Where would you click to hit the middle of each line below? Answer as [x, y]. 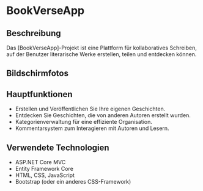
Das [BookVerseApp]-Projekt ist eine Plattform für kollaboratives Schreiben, [102, 48]
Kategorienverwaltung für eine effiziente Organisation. [84, 122]
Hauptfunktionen [39, 94]
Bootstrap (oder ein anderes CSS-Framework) [73, 182]
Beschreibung [34, 33]
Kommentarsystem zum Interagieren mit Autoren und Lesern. [92, 128]
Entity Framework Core [44, 169]
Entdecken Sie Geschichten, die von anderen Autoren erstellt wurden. [103, 115]
